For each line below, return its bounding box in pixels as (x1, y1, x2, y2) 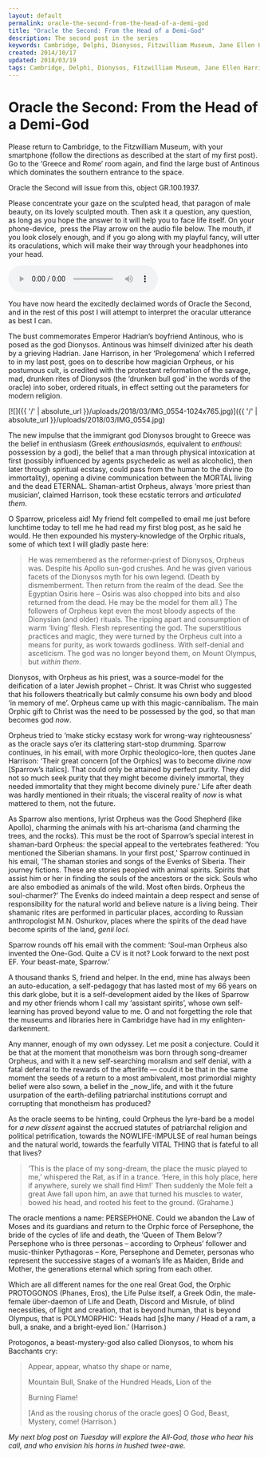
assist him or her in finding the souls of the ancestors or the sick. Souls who (8, 873, 258, 883)
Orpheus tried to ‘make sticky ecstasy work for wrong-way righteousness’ (8, 730, 253, 740)
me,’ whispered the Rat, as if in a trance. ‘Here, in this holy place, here (27, 1172, 258, 1181)
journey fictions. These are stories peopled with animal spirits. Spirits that (8, 865, 250, 875)
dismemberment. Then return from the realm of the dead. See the (27, 580, 244, 590)
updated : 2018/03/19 (8, 57, 77, 65)
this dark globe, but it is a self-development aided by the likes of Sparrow (8, 989, 250, 999)
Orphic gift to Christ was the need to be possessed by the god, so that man (8, 706, 256, 716)
